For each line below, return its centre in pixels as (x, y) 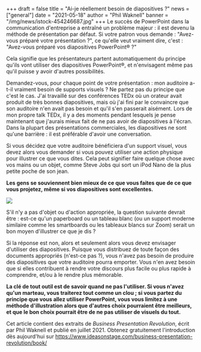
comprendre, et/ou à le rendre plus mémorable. (65, 275)
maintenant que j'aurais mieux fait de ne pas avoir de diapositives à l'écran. (99, 121)
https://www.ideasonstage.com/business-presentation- (124, 336)
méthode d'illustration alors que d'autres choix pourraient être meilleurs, (99, 305)
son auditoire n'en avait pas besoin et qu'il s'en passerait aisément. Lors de (99, 108)
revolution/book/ (27, 343)
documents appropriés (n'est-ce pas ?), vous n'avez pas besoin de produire (100, 256)
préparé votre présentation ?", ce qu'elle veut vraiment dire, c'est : (101, 41)
